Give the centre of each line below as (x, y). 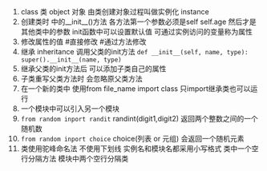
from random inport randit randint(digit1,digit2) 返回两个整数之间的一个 (140, 119)
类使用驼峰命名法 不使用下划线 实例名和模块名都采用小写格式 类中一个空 (140, 149)
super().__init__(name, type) (71, 60)
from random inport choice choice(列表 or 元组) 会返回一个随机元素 (132, 139)
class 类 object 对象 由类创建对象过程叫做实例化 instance (115, 12)
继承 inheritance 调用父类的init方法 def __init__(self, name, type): (135, 52)
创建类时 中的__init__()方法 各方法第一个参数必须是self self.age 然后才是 (139, 22)
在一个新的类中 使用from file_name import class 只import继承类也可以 (136, 89)
